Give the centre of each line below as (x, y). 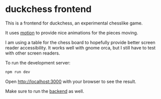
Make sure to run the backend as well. (45, 91)
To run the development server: (38, 62)
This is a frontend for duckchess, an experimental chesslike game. (74, 23)
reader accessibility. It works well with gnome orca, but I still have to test (80, 47)
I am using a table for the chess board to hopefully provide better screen (80, 42)
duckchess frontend (48, 9)
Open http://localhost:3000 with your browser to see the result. (71, 81)
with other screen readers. (33, 53)
